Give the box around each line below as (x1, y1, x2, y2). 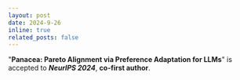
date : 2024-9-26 (8, 19, 61, 27)
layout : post (8, 11, 51, 20)
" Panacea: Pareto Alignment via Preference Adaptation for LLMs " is (8, 55, 233, 64)
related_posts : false (8, 33, 79, 42)
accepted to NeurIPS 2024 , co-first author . (8, 64, 151, 73)
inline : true (8, 26, 51, 34)
